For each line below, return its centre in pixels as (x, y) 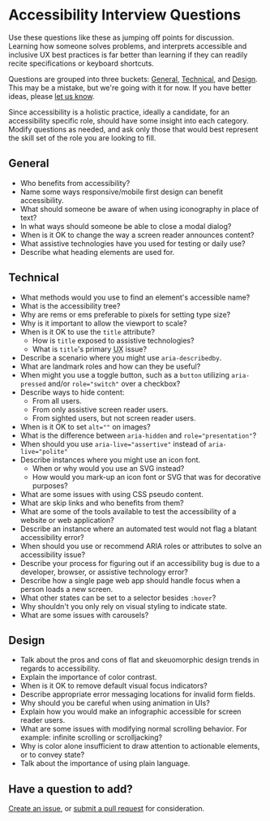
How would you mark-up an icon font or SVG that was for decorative (146, 477)
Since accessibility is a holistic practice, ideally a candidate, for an (119, 112)
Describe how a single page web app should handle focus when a (130, 580)
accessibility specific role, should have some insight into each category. (129, 120)
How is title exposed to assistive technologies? (113, 340)
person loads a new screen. (66, 589)
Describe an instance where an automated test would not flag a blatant (138, 529)
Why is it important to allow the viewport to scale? (103, 323)
